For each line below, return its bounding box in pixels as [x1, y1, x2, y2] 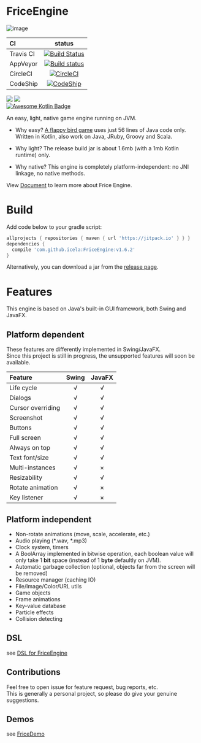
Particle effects [15, 609, 54, 616]
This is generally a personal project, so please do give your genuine [6, 690, 178, 697]
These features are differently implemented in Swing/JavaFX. [6, 345, 161, 353]
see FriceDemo [6, 730, 45, 737]
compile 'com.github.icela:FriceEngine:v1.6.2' [12, 247, 136, 253]
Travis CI [9, 49, 35, 58]
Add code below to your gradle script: [6, 223, 102, 231]
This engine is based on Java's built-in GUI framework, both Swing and [6, 305, 186, 312]
